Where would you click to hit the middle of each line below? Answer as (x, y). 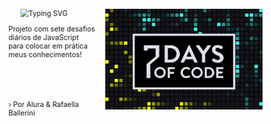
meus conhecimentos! (45, 54)
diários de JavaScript (44, 37)
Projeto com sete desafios (52, 29)
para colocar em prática (48, 46)
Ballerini (22, 113)
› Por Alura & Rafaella (44, 104)
